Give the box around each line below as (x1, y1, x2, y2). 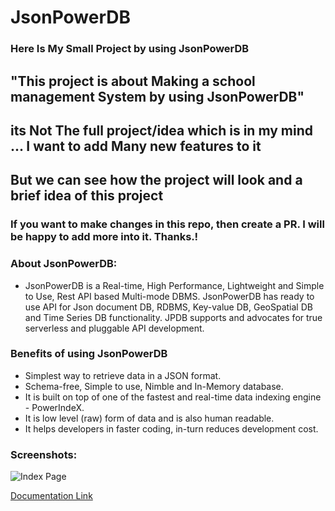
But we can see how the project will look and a (10, 172, 303, 189)
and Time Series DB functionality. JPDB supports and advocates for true (24, 311, 323, 323)
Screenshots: (10, 447, 78, 461)
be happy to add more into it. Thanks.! (10, 230, 199, 244)
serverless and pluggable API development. (24, 322, 205, 334)
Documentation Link (10, 490, 93, 502)
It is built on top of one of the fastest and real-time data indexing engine (24, 391, 322, 403)
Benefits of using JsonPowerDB (10, 347, 168, 361)
